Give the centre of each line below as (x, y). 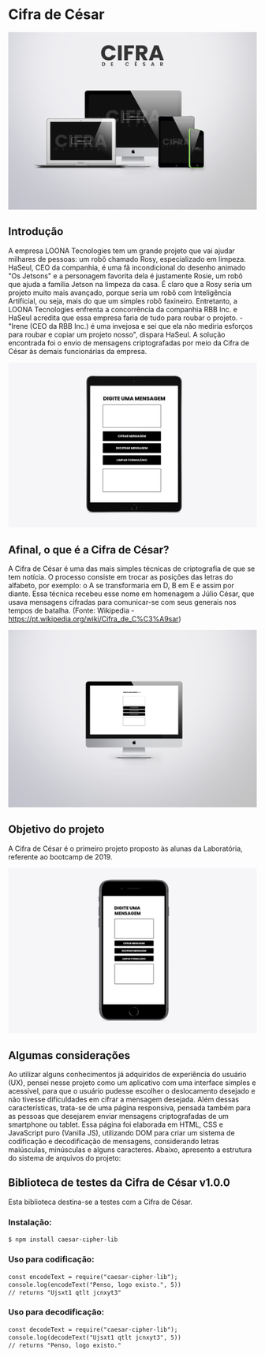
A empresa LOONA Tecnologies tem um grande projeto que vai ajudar (121, 251)
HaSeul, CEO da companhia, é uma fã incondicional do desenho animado (127, 267)
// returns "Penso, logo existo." (65, 1345)
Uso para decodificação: (56, 1312)
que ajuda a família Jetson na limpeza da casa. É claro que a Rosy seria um (130, 284)
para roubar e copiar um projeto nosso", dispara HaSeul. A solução (117, 334)
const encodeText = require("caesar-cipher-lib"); (93, 1277)
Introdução (36, 231)
